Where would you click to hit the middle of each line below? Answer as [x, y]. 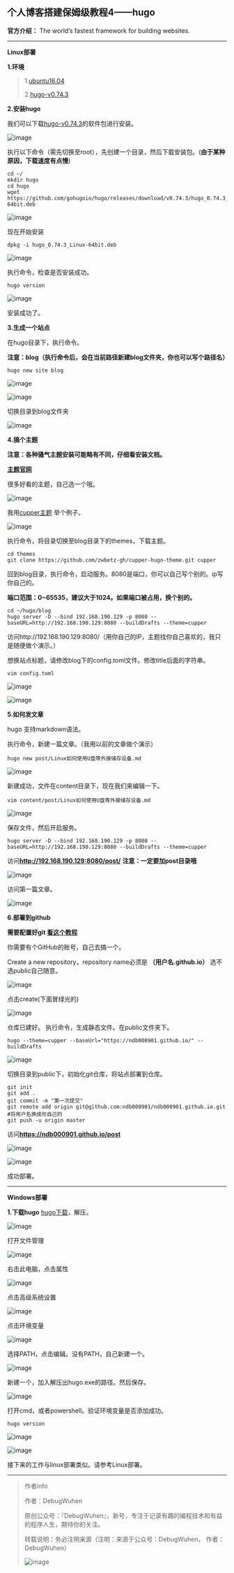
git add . [22, 1093]
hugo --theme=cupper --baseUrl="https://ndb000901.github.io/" [101, 1040]
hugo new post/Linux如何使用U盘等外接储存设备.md [74, 758]
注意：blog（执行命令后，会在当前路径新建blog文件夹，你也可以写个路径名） [118, 357]
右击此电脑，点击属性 [38, 1269]
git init [20, 1087]
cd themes [22, 554]
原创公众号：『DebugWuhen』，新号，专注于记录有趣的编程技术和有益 [123, 1515]
